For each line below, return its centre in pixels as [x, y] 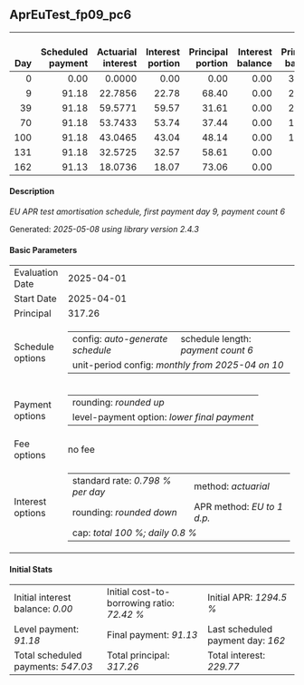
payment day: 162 [247, 641]
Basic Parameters [43, 250]
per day [89, 492]
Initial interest [43, 598]
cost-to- [151, 592]
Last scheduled [240, 630]
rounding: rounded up [118, 403]
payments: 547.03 [53, 667]
